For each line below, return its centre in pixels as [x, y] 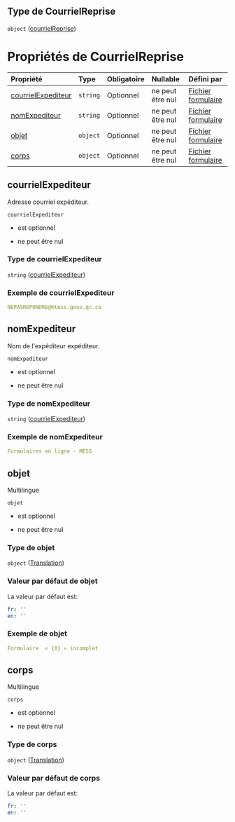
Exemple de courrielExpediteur [61, 292]
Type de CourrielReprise [62, 12]
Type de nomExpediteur [49, 404]
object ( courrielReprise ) [42, 28]
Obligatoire [126, 78]
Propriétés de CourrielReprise [95, 57]
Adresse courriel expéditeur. [48, 202]
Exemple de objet [37, 633]
